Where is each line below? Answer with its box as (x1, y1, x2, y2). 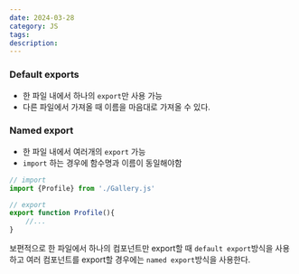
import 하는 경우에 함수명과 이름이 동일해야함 (22, 157, 182, 168)
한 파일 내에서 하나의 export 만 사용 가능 (22, 90, 163, 100)
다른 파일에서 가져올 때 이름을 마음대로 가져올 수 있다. (22, 101, 210, 112)
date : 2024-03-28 (9, 13, 75, 23)
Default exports (9, 69, 79, 81)
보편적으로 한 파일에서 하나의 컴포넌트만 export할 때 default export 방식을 (9, 243, 274, 254)
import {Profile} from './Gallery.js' (9, 184, 155, 193)
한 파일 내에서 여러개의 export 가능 (22, 146, 146, 156)
